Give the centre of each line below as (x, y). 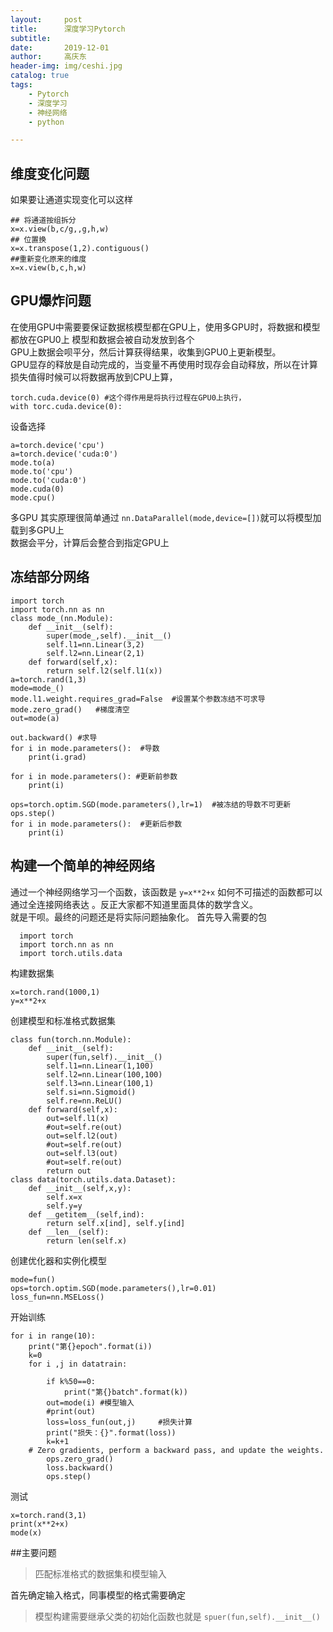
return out (69, 1171)
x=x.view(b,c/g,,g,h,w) (60, 229)
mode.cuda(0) (37, 489)
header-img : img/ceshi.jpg (66, 66)
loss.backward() (80, 1467)
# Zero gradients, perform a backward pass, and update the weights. (176, 1450)
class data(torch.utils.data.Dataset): (93, 1179)
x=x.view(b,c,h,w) (48, 268)
